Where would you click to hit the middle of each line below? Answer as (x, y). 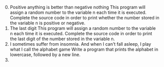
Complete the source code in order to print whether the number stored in (84, 18)
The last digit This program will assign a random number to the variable (83, 28)
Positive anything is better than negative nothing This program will (78, 7)
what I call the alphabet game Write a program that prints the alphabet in (84, 49)
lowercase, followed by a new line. (45, 55)
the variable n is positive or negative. (47, 23)
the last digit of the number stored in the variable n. (62, 39)
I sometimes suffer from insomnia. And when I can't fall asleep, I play (81, 44)
